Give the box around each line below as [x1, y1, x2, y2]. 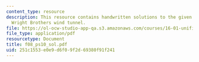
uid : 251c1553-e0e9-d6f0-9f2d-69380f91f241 [6, 47, 115, 53]
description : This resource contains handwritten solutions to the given [6, 14, 192, 20]
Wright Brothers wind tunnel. [11, 19, 86, 25]
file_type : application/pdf [6, 31, 76, 37]
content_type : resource [6, 8, 65, 15]
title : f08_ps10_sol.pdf [6, 42, 68, 48]
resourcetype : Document [6, 36, 65, 42]
